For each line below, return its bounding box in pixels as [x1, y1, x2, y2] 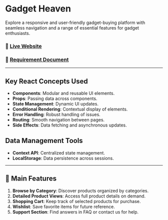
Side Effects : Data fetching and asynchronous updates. [12, 122, 127, 128]
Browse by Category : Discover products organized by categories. [12, 187, 149, 193]
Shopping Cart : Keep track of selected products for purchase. [12, 198, 141, 204]
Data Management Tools [5, 136, 83, 145]
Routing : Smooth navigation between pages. [12, 116, 105, 122]
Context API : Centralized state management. [12, 149, 105, 155]
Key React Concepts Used [5, 77, 88, 85]
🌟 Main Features [5, 174, 56, 183]
